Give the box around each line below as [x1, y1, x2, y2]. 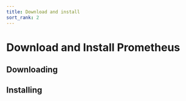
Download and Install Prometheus [6, 41, 181, 54]
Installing [6, 85, 43, 96]
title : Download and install [6, 8, 80, 15]
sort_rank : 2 [6, 15, 40, 21]
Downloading [6, 65, 58, 75]
